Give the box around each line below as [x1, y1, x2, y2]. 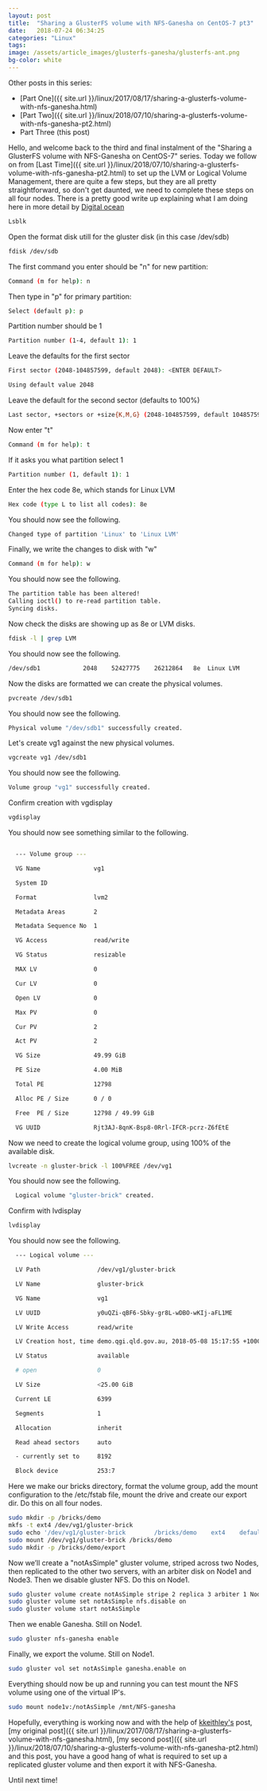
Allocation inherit [15, 1424, 123, 1432]
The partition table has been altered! [8, 590, 141, 598]
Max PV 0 [15, 1008, 98, 1016]
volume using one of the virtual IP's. [8, 1687, 126, 1697]
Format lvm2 [15, 894, 109, 901]
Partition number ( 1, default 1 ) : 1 [8, 470, 130, 478]
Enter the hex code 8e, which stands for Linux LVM [8, 485, 176, 494]
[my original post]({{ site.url [8, 1726, 99, 1735]
